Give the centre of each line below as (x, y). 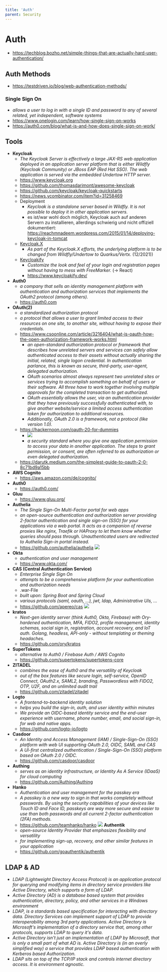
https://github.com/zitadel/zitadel (54, 692)
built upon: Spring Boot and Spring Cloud (62, 596)
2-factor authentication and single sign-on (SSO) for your (79, 521)
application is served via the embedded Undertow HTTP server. (85, 175)
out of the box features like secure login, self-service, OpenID (83, 676)
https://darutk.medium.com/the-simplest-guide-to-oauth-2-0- (84, 462)
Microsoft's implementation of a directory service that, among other (83, 927)
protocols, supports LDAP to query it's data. (58, 933)
